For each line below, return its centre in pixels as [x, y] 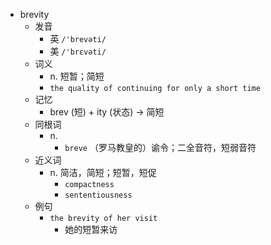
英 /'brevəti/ [78, 38]
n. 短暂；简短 [77, 76]
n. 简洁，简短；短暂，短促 [103, 172]
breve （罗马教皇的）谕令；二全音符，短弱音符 [160, 147]
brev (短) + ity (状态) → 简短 [107, 112]
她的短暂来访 [91, 229]
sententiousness [98, 195]
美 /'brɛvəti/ [78, 51]
